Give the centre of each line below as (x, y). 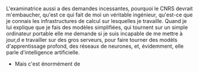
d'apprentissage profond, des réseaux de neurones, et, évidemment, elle (95, 46)
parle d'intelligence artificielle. (43, 52)
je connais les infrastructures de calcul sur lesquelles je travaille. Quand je (97, 21)
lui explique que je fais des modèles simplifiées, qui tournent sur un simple (97, 27)
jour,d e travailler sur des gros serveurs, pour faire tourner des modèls (92, 40)
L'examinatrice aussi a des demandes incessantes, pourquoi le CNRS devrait (99, 9)
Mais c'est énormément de (47, 64)
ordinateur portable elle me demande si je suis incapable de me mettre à (94, 34)
